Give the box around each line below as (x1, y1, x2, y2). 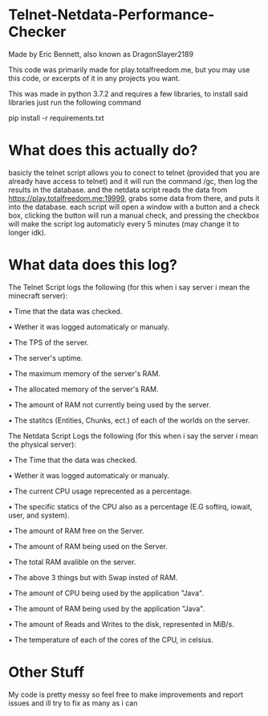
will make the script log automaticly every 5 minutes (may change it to (8, 219, 240, 228)
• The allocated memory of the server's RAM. (8, 384, 159, 394)
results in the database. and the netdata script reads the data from (8, 185, 228, 194)
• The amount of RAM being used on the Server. (8, 541, 169, 551)
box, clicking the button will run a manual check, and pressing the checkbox (8, 211, 260, 220)
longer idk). (8, 227, 47, 237)
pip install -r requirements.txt (8, 113, 104, 122)
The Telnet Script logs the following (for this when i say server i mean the (8, 282, 250, 292)
